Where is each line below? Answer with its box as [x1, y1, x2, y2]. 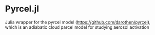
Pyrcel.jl [5, 3, 39, 14]
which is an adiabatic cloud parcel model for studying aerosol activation [5, 24, 150, 30]
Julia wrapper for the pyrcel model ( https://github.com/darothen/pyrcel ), [5, 19, 151, 25]
